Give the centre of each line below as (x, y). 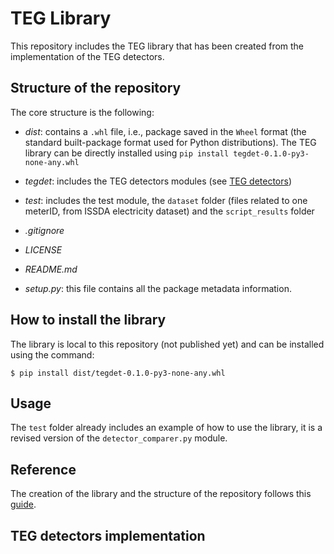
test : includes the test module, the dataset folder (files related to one (166, 200)
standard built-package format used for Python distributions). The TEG (170, 142)
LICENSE (43, 249)
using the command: (52, 354)
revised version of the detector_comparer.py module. (119, 438)
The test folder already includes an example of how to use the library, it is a (166, 428)
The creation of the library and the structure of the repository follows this (161, 494)
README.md (51, 269)
